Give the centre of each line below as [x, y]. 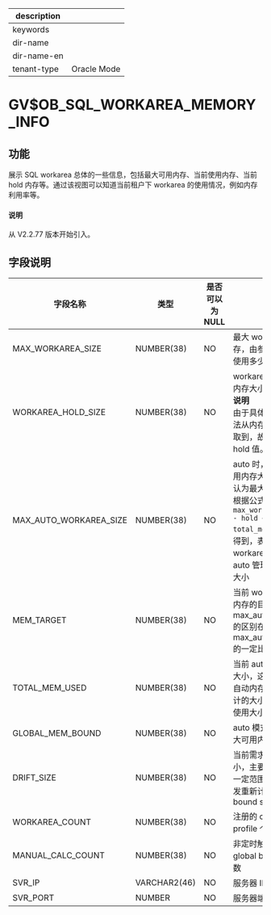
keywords [31, 29]
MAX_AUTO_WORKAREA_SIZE [70, 520]
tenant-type [35, 69]
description [38, 16]
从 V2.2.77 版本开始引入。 [52, 234]
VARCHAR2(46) [165, 883]
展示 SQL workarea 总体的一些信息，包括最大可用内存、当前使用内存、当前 [133, 174]
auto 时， [250, 464]
